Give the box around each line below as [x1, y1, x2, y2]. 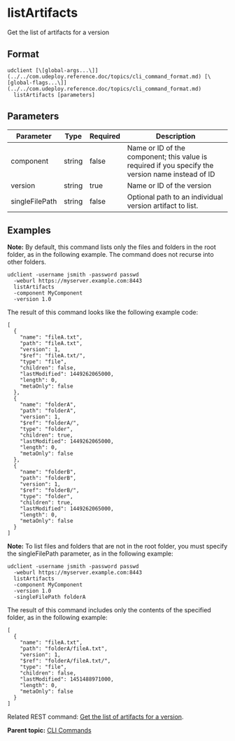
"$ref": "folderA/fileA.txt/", [20, 658, 111, 665]
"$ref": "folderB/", [20, 487, 80, 494]
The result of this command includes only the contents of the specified [7, 606, 211, 614]
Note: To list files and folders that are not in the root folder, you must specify [7, 542, 228, 551]
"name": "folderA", [20, 401, 77, 409]
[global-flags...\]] [7, 79, 68, 86]
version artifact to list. [127, 201, 199, 211]
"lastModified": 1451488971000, [20, 676, 114, 683]
